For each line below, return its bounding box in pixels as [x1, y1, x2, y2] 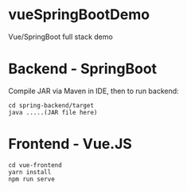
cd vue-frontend [8, 161, 62, 169]
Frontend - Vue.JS [8, 135, 133, 153]
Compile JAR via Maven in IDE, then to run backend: [8, 86, 179, 95]
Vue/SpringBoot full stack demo [8, 32, 113, 41]
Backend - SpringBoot [8, 60, 158, 78]
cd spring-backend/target [8, 101, 94, 109]
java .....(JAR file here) [8, 108, 98, 116]
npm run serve [8, 175, 56, 183]
